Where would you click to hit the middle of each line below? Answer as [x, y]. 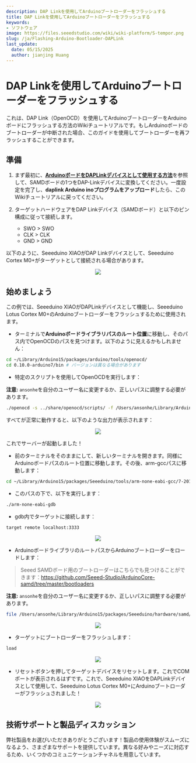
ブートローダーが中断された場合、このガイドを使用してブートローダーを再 [95, 132]
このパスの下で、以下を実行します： [58, 493]
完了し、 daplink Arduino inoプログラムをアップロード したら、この [105, 190]
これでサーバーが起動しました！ [44, 443]
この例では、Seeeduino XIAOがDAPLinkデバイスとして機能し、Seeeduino [94, 307]
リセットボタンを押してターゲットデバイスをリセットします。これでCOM [102, 672]
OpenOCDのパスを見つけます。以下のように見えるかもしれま [103, 341]
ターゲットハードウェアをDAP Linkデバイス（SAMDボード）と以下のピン [102, 210]
